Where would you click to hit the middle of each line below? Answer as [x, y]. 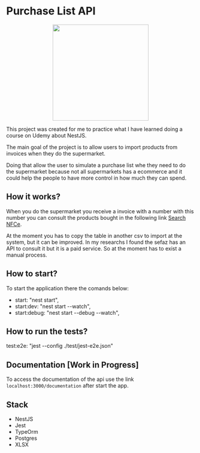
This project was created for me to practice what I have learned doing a [94, 129]
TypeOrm [27, 432]
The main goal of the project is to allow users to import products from [92, 147]
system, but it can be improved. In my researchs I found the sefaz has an [96, 242]
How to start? [32, 274]
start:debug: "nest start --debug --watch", [67, 312]
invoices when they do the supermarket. [56, 153]
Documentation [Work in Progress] [72, 365]
